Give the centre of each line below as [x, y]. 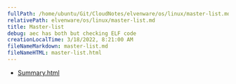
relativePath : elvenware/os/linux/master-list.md [81, 20]
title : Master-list [36, 27]
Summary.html [38, 72]
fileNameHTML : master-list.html [54, 53]
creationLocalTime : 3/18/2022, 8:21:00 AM [70, 40]
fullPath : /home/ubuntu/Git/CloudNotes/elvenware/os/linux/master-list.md [119, 14]
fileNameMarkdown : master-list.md [58, 46]
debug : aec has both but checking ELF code [72, 33]
